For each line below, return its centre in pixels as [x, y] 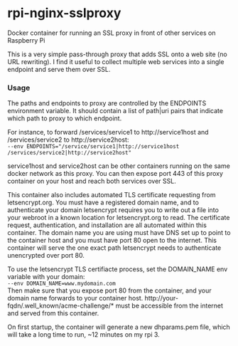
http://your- [162, 298]
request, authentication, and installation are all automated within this [107, 225]
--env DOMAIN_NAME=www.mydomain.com [61, 284]
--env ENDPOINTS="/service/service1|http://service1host [93, 147]
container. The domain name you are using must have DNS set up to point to [119, 233]
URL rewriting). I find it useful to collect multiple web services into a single [116, 61]
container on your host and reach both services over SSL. [92, 181]
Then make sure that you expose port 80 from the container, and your [109, 290]
